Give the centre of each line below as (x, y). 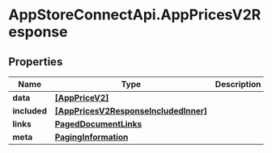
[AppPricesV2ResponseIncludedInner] (131, 111)
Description (238, 84)
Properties (36, 62)
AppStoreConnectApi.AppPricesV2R (135, 15)
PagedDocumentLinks (98, 124)
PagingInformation (91, 137)
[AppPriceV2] (82, 98)
